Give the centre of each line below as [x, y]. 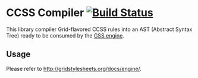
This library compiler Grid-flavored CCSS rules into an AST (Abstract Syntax [99, 29]
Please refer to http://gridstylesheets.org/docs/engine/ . [74, 68]
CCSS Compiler [45, 13]
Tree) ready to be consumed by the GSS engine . [65, 35]
